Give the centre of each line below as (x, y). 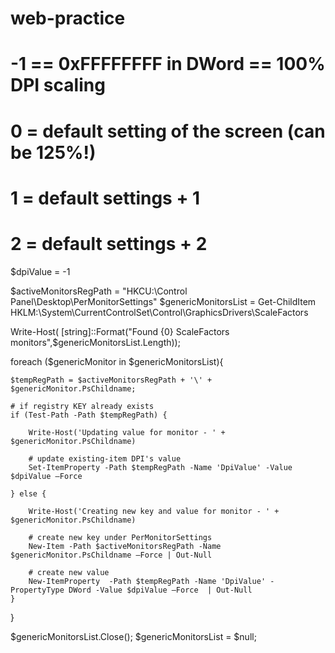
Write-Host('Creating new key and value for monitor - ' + (154, 511)
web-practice (68, 18)
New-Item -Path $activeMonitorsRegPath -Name (125, 546)
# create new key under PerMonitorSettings (120, 537)
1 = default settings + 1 (105, 198)
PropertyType (37, 590)
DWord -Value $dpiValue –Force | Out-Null (160, 590)
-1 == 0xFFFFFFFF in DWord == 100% (168, 64)
